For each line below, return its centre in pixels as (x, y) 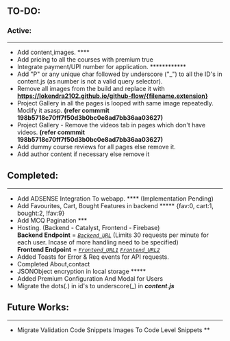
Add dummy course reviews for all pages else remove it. (96, 147)
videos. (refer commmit (51, 132)
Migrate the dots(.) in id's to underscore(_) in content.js (95, 286)
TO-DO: (24, 11)
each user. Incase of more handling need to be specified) (98, 242)
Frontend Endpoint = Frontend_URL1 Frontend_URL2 (88, 249)
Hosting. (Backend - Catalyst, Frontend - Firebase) (88, 227)
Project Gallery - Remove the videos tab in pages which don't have (111, 125)
